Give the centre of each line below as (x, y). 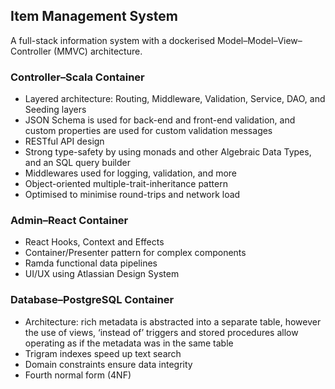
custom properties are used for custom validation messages (148, 131)
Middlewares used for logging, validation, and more (130, 173)
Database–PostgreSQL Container (92, 300)
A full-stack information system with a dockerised (113, 40)
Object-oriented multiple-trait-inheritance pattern (126, 184)
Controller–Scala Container (77, 77)
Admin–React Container (69, 221)
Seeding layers (55, 110)
